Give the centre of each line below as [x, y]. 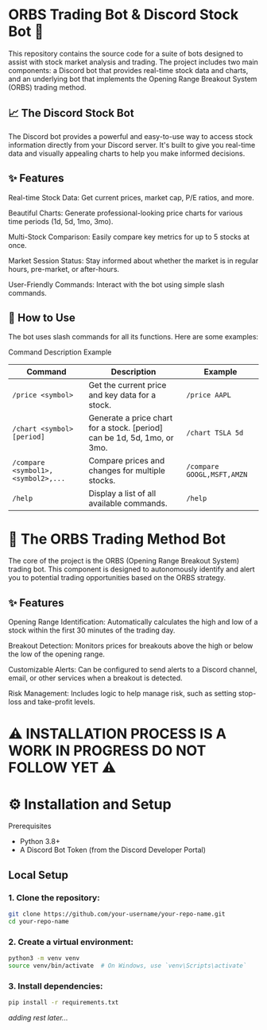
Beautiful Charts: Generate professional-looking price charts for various [126, 213]
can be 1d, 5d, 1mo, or [131, 438]
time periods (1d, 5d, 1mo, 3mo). [61, 221]
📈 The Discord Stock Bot [71, 113]
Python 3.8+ [40, 842]
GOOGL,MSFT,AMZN [217, 475]
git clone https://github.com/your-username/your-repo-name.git [117, 914]
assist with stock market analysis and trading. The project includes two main [133, 62]
